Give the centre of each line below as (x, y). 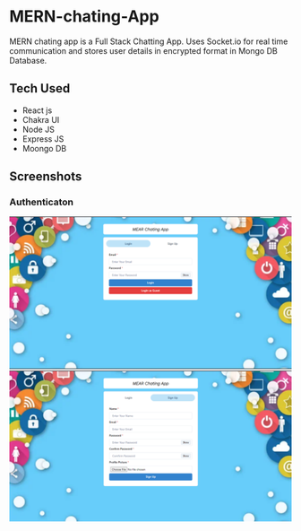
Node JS (39, 129)
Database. (28, 60)
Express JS (43, 139)
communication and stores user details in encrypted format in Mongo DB (143, 50)
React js (37, 110)
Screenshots (46, 177)
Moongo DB (44, 148)
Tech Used (40, 88)
